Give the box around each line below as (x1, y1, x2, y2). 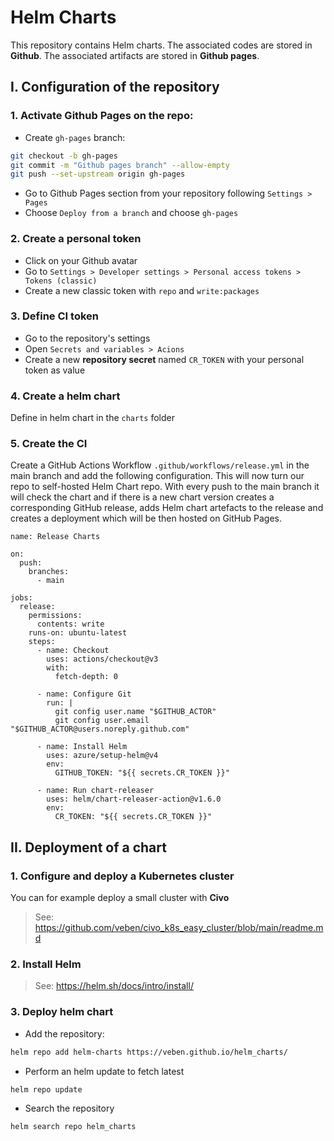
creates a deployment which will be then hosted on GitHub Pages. (10, 512, 282, 525)
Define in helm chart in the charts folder (10, 412, 175, 424)
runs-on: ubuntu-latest (28, 628, 128, 638)
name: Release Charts (10, 532, 101, 542)
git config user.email (54, 716, 150, 726)
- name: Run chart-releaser (36, 786, 155, 796)
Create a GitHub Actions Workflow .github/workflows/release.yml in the (10, 459, 310, 471)
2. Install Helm (10, 957, 82, 971)
